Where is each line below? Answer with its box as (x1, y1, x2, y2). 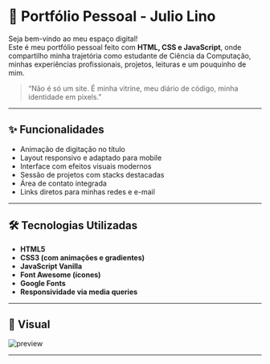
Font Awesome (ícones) (19, 269, 101, 280)
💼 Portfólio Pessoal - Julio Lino (8, 7, 216, 26)
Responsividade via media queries (19, 287, 138, 297)
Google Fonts (19, 278, 66, 288)
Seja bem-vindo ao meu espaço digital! (8, 34, 138, 43)
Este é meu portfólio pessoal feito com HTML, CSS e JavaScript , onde (8, 42, 242, 51)
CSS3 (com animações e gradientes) (19, 252, 145, 262)
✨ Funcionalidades (8, 123, 104, 137)
